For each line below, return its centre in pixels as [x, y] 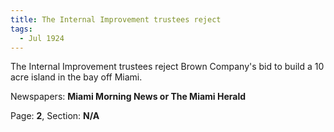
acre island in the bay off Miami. [76, 77]
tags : [21, 29]
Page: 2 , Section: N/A [55, 116]
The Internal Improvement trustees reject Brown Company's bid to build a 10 [167, 67]
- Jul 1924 [42, 38]
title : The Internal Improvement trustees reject [116, 19]
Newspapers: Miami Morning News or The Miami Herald [128, 97]
